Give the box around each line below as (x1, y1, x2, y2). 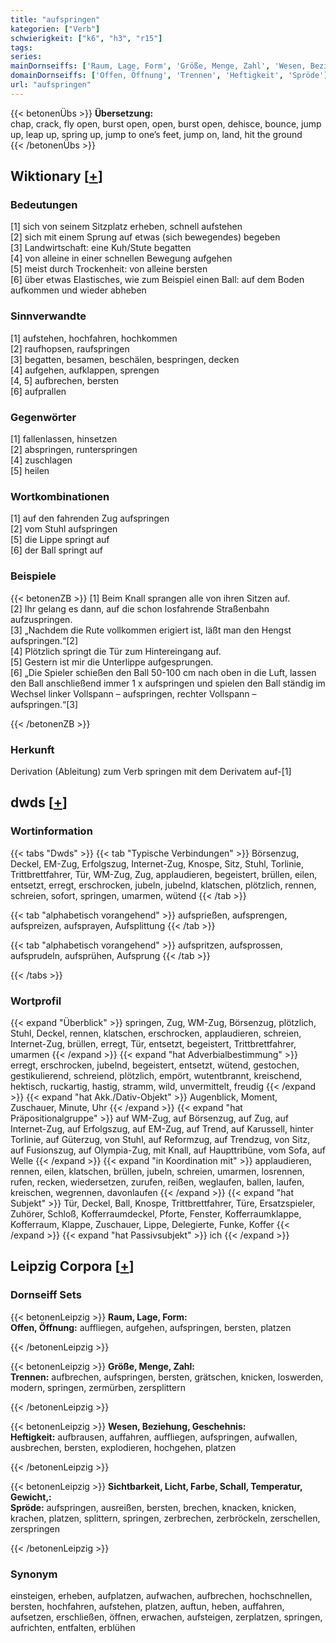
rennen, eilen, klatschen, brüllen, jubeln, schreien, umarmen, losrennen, (10, 1165, 305, 1177)
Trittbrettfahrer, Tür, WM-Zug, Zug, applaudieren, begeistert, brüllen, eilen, (10, 868, 318, 880)
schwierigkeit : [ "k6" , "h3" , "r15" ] (10, 33, 163, 43)
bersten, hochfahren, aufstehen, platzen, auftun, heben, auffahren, (10, 1600, 285, 1612)
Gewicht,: (10, 1491, 52, 1503)
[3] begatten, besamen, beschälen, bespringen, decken (10, 353, 240, 365)
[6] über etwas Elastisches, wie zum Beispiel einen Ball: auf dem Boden (10, 274, 305, 286)
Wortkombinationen (10, 489, 110, 503)
